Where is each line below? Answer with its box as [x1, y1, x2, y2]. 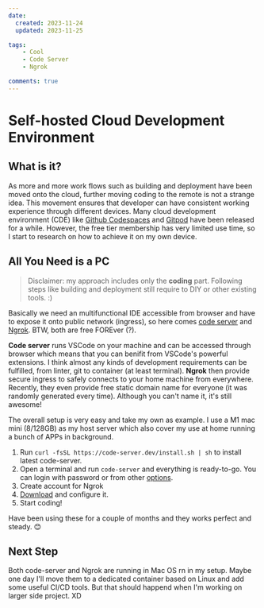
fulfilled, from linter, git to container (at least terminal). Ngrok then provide [8, 366, 251, 375]
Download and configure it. [19, 490, 109, 499]
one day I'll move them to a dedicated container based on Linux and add [8, 574, 244, 584]
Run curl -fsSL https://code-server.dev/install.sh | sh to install [19, 447, 242, 457]
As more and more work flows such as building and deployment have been [8, 180, 253, 191]
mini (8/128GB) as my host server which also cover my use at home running [8, 423, 256, 433]
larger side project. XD [8, 591, 82, 601]
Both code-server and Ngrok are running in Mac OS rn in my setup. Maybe [8, 566, 252, 575]
